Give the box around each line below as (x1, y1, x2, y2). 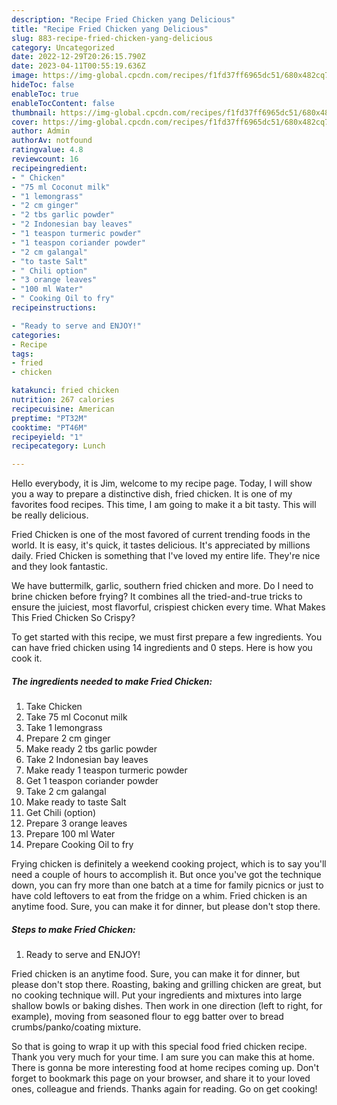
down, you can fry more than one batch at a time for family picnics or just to (11, 879, 324, 891)
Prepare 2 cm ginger (25, 732, 111, 745)
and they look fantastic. (11, 561, 108, 573)
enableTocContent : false (11, 98, 115, 108)
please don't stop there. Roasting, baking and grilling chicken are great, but (11, 979, 322, 991)
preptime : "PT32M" (11, 413, 88, 423)
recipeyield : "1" (11, 432, 84, 442)
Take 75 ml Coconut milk (25, 711, 128, 723)
